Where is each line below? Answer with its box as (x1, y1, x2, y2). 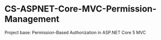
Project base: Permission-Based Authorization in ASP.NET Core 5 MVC (4, 29, 146, 35)
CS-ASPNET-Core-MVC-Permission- (4, 3, 157, 14)
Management (4, 13, 60, 25)
